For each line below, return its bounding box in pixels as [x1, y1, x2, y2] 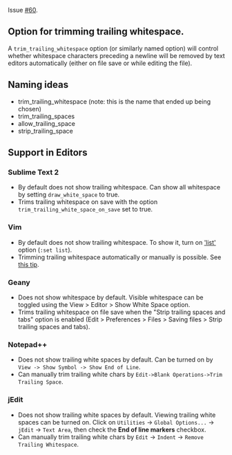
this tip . [17, 260, 39, 268]
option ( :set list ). [17, 245, 72, 254]
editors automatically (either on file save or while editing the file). [8, 59, 193, 67]
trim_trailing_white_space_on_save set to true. [17, 205, 153, 214]
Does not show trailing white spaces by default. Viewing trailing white [17, 411, 216, 419]
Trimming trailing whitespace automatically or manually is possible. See [17, 252, 222, 261]
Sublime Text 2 [8, 167, 59, 177]
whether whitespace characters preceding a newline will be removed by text [8, 51, 225, 59]
